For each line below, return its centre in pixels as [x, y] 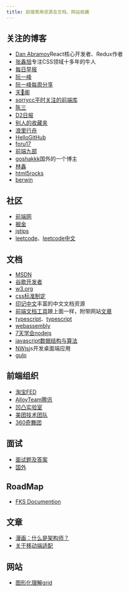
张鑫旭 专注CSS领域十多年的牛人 [55, 62]
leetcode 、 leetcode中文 [45, 239]
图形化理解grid [34, 583]
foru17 [23, 144]
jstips [22, 231]
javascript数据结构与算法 [46, 341]
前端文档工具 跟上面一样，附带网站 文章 [63, 311]
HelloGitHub [31, 138]
